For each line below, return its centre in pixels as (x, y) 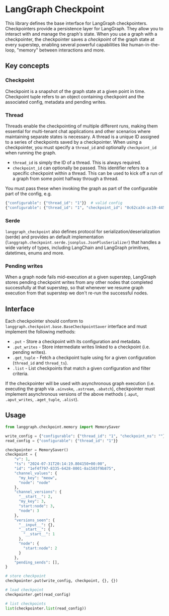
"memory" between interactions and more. (61, 50)
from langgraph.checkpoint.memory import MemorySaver (63, 427)
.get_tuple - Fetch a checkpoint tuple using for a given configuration (84, 358)
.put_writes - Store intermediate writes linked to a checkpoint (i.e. (81, 347)
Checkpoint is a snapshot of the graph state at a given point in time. (75, 91)
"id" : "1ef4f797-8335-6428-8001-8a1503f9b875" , (65, 469)
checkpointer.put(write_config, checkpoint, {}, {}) (62, 581)
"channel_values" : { (36, 473)
